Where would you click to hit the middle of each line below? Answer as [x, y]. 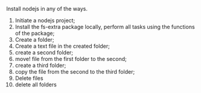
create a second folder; [44, 53]
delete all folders [36, 85]
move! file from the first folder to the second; [71, 59]
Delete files [29, 78]
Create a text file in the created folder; [62, 46]
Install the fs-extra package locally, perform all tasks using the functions [105, 27]
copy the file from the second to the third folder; [75, 72]
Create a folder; [34, 40]
